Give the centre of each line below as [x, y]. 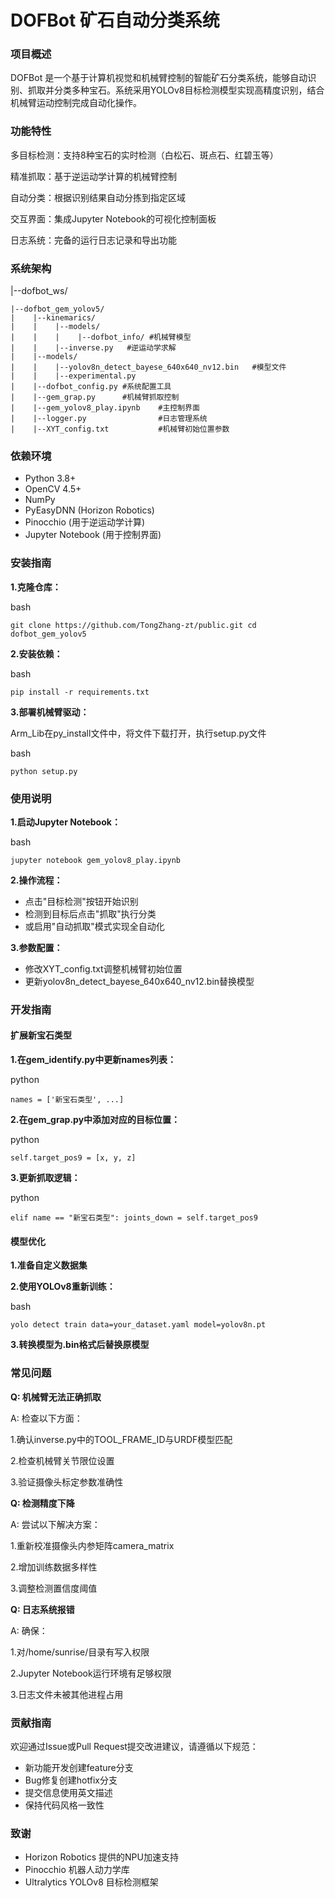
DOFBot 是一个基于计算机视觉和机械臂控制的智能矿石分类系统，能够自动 [159, 78]
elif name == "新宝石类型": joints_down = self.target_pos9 [134, 1218]
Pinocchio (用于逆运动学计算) [85, 522]
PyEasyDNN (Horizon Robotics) [89, 510]
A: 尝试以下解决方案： [55, 1524]
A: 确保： [29, 1630]
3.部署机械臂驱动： [50, 712]
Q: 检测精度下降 [42, 1503]
